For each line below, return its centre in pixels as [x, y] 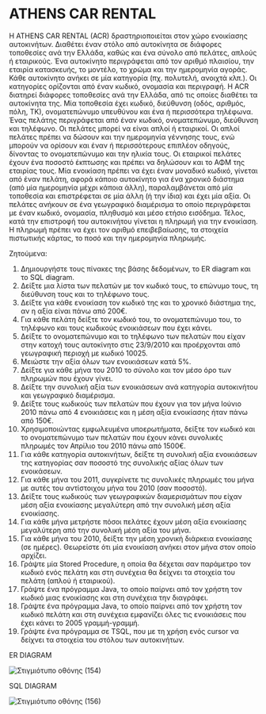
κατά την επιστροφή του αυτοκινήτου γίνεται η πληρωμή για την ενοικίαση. [133, 221]
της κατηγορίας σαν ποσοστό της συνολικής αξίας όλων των [122, 463]
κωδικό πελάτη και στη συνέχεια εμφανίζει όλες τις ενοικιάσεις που [133, 614]
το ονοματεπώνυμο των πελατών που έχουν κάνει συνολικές [122, 437]
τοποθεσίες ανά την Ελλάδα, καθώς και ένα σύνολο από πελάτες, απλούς [133, 52]
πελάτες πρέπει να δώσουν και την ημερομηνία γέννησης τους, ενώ [122, 136]
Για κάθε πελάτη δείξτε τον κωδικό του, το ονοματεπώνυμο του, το [131, 319]
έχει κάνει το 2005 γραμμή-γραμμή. [80, 623]
